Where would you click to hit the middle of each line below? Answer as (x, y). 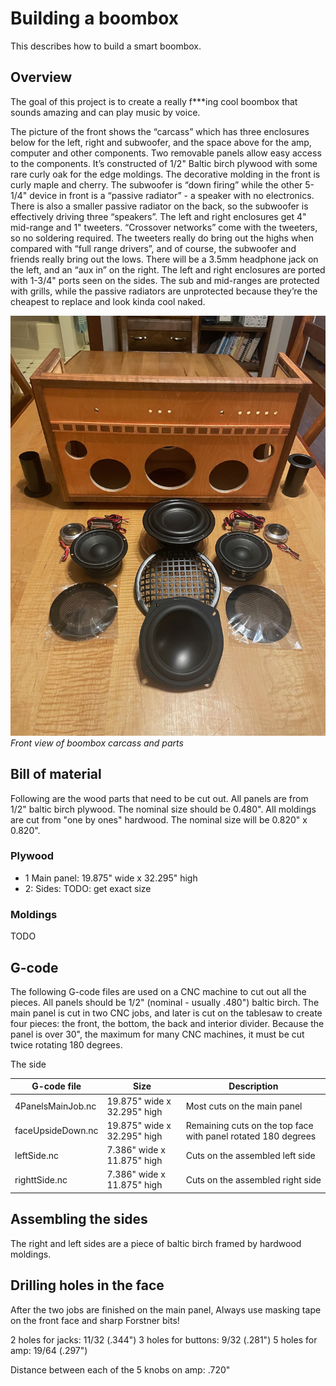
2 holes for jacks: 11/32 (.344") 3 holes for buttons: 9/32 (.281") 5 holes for (164, 1339)
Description (253, 1086)
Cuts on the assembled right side (253, 1179)
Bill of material (56, 774)
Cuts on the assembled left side (250, 1155)
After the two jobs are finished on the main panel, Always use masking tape (166, 1309)
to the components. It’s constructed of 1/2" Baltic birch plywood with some (164, 163)
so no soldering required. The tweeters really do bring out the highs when (162, 238)
